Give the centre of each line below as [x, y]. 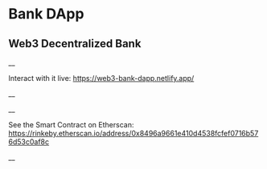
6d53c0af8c [29, 142]
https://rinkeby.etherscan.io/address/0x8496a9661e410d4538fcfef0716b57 [133, 133]
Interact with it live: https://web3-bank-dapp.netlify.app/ [101, 78]
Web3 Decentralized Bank [75, 44]
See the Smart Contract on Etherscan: [71, 125]
